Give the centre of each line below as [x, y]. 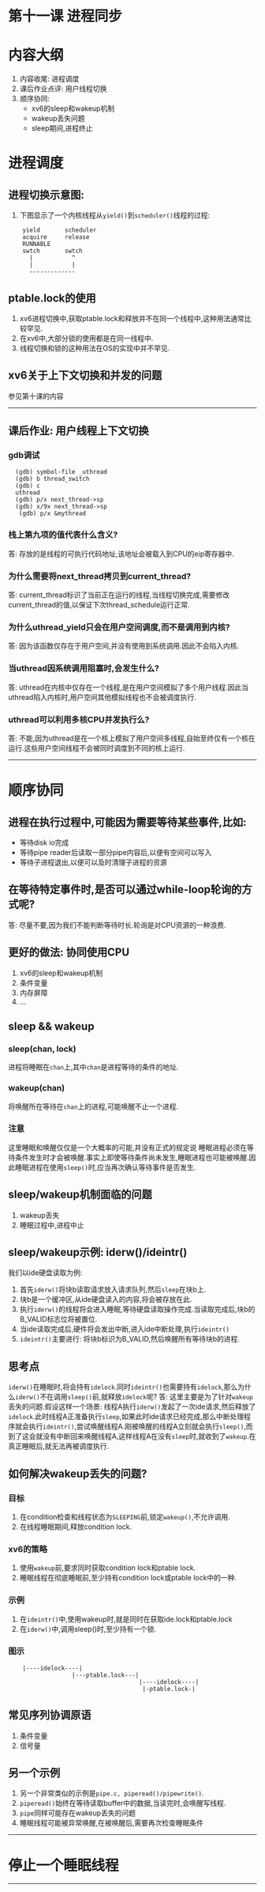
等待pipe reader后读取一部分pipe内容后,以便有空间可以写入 [116, 852]
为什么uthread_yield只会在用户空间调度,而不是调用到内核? [119, 627]
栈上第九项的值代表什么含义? [63, 535]
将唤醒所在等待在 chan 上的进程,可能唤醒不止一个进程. [93, 1106]
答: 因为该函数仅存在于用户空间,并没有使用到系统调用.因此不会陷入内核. [124, 646]
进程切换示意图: [47, 195]
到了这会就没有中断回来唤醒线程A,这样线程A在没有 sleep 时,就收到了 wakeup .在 [132, 1436]
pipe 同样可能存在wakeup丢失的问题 [78, 1813]
